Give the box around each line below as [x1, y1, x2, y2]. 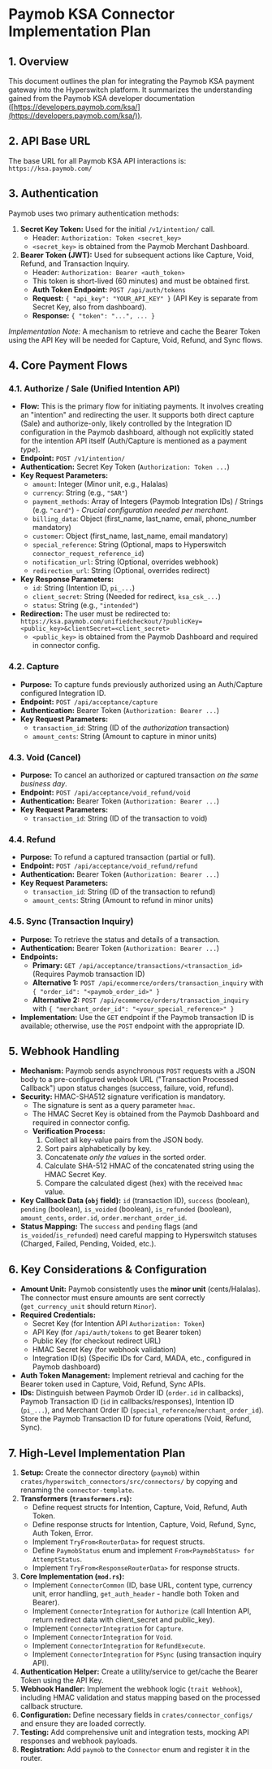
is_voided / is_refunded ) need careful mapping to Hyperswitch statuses [19, 1230, 257, 1240]
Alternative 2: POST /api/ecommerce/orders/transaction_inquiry [32, 995, 249, 1005]
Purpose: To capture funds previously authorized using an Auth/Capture [19, 679, 264, 689]
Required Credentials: [19, 1310, 96, 1320]
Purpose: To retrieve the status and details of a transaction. [19, 934, 221, 944]
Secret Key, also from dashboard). [32, 302, 148, 312]
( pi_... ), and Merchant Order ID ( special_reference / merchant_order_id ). [19, 1405, 264, 1415]
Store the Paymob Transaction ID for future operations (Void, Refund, [19, 1414, 252, 1424]
